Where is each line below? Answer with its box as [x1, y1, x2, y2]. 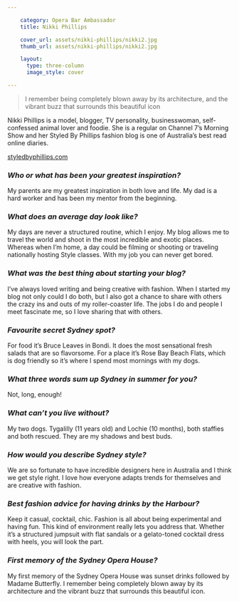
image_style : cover [26, 69, 84, 76]
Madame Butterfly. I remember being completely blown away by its [7, 579, 204, 587]
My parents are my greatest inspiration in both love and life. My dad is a [7, 187, 218, 195]
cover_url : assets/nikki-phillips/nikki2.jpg [20, 36, 158, 43]
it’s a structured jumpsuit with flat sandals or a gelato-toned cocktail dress [7, 530, 225, 538]
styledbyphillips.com [7, 152, 68, 161]
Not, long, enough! [7, 390, 63, 399]
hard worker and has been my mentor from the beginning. [7, 194, 177, 203]
